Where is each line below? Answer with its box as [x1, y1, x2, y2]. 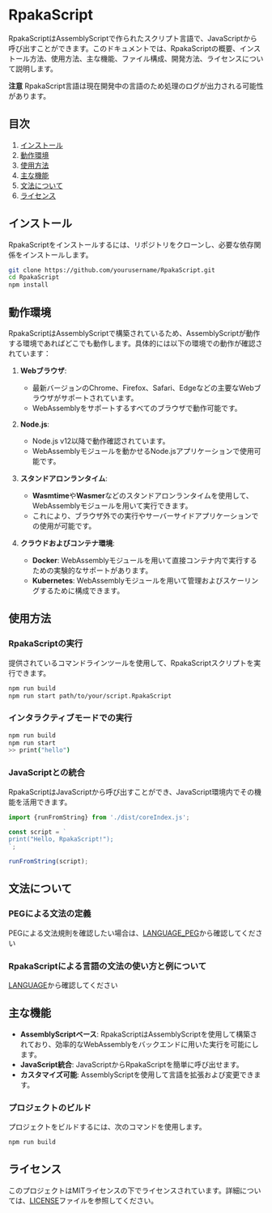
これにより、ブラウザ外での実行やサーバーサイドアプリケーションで [32, 511, 259, 520]
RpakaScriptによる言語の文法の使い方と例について [8, 961, 206, 972]
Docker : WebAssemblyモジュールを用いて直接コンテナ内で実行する [32, 556, 257, 565]
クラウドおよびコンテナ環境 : [19, 538, 115, 548]
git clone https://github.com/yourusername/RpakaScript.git [8, 265, 216, 274]
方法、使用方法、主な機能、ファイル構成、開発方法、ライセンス [29, 53, 243, 63]
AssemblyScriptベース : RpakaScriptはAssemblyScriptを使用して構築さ [19, 1029, 257, 1039]
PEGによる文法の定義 [8, 908, 91, 919]
